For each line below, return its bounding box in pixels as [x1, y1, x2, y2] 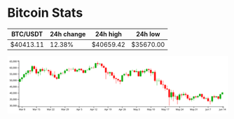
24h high [95, 30, 123, 38]
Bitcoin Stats [7, 5, 83, 21]
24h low [135, 30, 160, 38]
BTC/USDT [11, 30, 43, 38]
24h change [50, 30, 86, 38]
